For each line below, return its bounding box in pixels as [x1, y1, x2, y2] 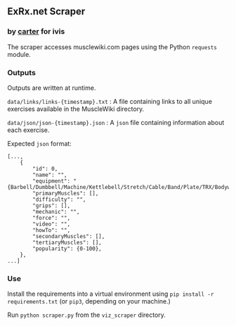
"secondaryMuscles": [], [32, 233, 105, 240]
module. [7, 50, 32, 58]
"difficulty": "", [32, 196, 86, 203]
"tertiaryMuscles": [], [32, 239, 102, 246]
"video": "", [32, 221, 71, 228]
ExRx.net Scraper [7, 6, 86, 18]
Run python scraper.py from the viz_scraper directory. [7, 311, 166, 319]
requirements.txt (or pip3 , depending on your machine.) [7, 297, 171, 306]
